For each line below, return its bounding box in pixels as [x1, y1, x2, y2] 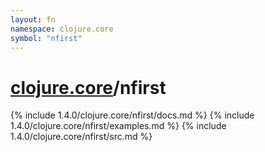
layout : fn [10, 14, 56, 25]
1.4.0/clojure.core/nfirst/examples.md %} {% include [10, 120, 227, 132]
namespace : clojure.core [10, 24, 114, 34]
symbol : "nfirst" [10, 33, 83, 43]
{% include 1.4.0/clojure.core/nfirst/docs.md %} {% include [10, 109, 255, 121]
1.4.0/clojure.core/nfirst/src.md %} [10, 131, 153, 143]
